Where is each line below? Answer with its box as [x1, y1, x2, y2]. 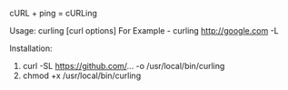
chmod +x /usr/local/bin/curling [22, 70, 142, 81]
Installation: [9, 43, 53, 54]
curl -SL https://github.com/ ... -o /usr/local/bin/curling [22, 61, 225, 71]
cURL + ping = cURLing [9, 8, 98, 18]
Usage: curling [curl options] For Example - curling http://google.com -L [9, 25, 279, 35]
